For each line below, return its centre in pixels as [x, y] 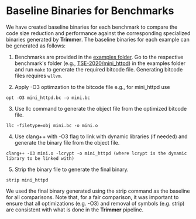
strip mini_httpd [27, 180]
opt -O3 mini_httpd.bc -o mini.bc [48, 98]
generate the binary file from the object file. [67, 142]
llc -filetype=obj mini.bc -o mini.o [52, 125]
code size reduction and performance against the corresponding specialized [98, 33]
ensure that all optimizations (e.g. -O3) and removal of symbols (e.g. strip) [95, 203]
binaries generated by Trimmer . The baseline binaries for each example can [98, 39]
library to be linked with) [40, 158]
